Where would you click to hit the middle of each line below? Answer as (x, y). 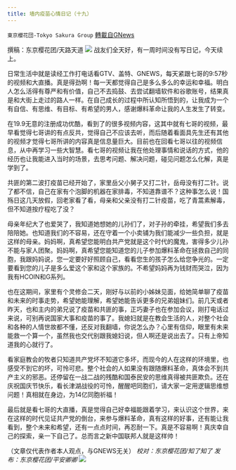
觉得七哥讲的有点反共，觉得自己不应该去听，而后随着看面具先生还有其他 (124, 132)
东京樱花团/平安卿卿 (48, 459)
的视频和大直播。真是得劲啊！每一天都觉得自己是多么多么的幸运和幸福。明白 (118, 82)
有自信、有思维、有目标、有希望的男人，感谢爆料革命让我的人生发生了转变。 (118, 108)
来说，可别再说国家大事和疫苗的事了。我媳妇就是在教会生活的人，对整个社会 (118, 318)
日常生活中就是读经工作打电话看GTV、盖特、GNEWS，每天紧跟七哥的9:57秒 (118, 73)
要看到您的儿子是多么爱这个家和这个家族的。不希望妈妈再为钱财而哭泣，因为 (118, 267)
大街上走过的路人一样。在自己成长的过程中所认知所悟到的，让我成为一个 (124, 100)
